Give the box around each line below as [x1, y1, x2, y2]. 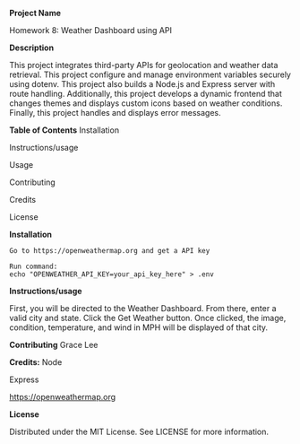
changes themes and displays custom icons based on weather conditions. [9, 98, 283, 109]
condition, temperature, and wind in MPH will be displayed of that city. [9, 322, 269, 333]
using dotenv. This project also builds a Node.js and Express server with [9, 79, 276, 89]
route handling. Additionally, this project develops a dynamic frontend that [9, 89, 282, 99]
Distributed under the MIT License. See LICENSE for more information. [9, 426, 270, 437]
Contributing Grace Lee [9, 340, 99, 350]
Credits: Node [9, 357, 63, 367]
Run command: [9, 262, 58, 271]
